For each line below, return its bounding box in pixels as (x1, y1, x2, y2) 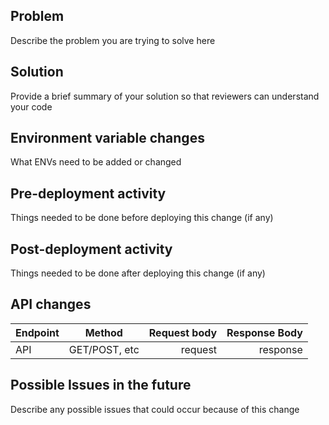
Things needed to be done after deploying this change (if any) (10, 267, 266, 279)
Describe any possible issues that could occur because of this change (10, 403, 300, 415)
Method (84, 325, 123, 339)
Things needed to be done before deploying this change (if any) (10, 212, 274, 224)
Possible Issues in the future (10, 377, 192, 394)
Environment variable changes (10, 130, 205, 147)
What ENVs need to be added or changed (10, 156, 182, 168)
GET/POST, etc (68, 342, 140, 356)
